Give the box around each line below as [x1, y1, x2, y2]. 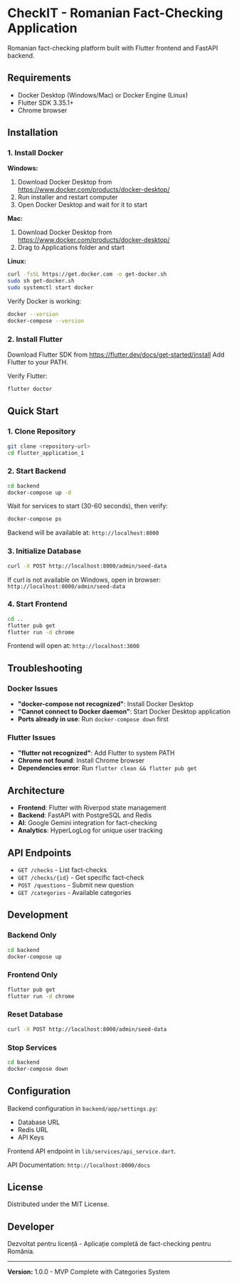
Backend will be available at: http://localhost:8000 [7, 528, 159, 537]
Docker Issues [7, 684, 58, 693]
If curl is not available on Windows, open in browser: [7, 575, 161, 584]
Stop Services [7, 1042, 57, 1052]
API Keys [17, 1133, 45, 1141]
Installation [7, 127, 58, 139]
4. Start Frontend [7, 599, 68, 609]
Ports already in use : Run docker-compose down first [17, 715, 169, 723]
